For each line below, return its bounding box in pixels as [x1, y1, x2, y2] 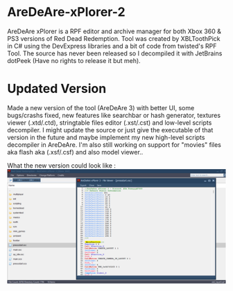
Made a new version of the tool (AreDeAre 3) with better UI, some [7, 103, 195, 112]
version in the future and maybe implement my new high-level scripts [7, 133, 205, 141]
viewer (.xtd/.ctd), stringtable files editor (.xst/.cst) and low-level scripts [7, 118, 212, 127]
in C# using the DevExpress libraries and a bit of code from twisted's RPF [7, 42, 217, 50]
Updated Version [7, 81, 107, 97]
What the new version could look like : [7, 161, 116, 170]
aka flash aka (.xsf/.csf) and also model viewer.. [7, 148, 144, 156]
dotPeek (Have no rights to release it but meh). [7, 56, 141, 64]
